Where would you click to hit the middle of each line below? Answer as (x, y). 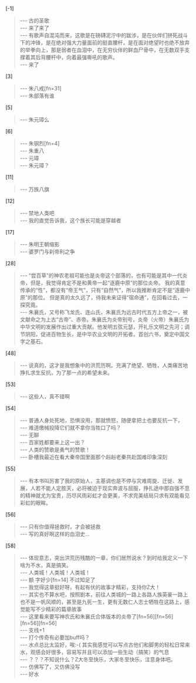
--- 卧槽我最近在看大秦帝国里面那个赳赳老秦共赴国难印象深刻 (94, 457)
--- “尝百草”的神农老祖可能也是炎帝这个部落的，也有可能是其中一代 (101, 275)
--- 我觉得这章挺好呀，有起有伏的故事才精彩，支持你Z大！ (90, 587)
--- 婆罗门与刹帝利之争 (48, 251)
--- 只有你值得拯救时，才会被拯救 (60, 527)
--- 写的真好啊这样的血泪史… (55, 534)
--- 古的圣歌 (35, 21)
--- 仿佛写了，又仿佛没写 (50, 667)
